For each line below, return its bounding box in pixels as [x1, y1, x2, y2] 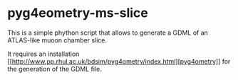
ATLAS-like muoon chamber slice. [7, 35, 108, 44]
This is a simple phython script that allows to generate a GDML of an [7, 28, 209, 37]
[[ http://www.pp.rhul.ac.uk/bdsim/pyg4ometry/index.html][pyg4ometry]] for [7, 57, 231, 65]
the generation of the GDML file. [7, 64, 102, 73]
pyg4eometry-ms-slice [7, 5, 148, 21]
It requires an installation [7, 50, 80, 58]
